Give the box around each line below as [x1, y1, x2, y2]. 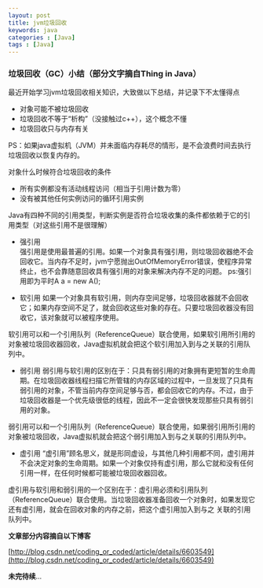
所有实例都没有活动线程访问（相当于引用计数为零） [19, 184, 185, 194]
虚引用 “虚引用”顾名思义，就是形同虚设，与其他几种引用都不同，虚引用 [19, 449, 249, 458]
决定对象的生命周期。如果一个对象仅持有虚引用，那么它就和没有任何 [33, 458, 254, 468]
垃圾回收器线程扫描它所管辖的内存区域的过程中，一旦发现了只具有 [40, 375, 254, 386]
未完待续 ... [8, 571, 42, 581]
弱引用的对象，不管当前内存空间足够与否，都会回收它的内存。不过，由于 [19, 386, 254, 395]
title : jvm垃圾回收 [8, 19, 68, 27]
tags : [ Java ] [8, 41, 55, 49]
